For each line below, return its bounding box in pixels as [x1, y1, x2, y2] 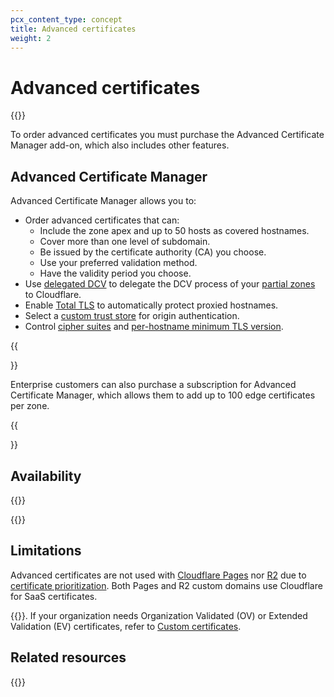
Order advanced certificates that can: [24, 214, 180, 226]
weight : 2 [10, 33, 52, 43]
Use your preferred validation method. [39, 257, 198, 269]
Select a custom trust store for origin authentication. [24, 310, 240, 322]
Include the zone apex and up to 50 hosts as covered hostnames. [39, 225, 310, 237]
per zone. [10, 400, 50, 412]
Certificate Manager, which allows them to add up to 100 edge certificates [10, 389, 316, 401]
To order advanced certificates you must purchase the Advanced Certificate [10, 129, 325, 141]
